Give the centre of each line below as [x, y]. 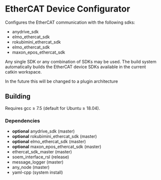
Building [18, 97]
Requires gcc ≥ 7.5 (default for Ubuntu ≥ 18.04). [53, 108]
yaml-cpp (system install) [37, 172]
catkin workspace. [24, 72]
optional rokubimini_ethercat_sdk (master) [54, 136]
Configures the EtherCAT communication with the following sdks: [70, 22]
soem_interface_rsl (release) [40, 157]
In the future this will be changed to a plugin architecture [62, 81]
